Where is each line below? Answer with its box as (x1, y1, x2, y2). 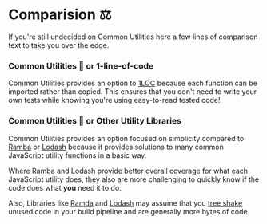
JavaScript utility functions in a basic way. (8, 150, 147, 160)
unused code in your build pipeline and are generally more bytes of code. (8, 206, 250, 216)
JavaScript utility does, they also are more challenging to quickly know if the (8, 174, 260, 184)
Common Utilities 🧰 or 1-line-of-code (8, 60, 154, 71)
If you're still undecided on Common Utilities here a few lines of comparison (8, 32, 258, 41)
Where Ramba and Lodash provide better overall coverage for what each (8, 166, 249, 175)
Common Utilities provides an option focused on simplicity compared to (8, 133, 245, 143)
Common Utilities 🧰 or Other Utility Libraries (8, 116, 182, 127)
